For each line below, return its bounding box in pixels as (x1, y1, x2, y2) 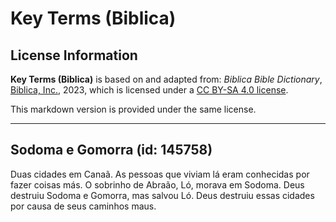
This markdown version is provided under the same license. (10, 103, 257, 115)
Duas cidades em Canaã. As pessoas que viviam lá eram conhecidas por (10, 168, 310, 180)
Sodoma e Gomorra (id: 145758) (10, 142, 213, 159)
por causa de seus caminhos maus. (10, 200, 157, 212)
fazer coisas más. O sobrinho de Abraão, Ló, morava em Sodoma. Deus (10, 178, 305, 191)
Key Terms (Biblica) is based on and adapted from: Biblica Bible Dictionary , (10, 73, 323, 85)
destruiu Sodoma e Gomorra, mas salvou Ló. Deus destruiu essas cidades (10, 189, 315, 201)
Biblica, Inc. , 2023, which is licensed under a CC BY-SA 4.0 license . (10, 84, 289, 96)
